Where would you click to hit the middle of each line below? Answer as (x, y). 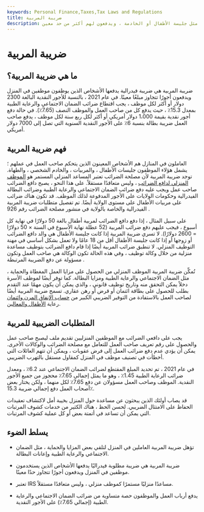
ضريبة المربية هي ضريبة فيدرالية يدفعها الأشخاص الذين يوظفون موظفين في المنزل (100, 91)
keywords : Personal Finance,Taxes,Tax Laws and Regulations (85, 12)
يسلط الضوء (27, 432)
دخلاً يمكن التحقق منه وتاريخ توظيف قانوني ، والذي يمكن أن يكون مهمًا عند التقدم (97, 284)
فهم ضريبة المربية (37, 149)
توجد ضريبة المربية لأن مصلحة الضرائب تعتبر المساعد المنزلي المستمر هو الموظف (100, 176)
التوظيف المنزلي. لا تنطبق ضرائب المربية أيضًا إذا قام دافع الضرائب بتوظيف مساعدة (101, 247)
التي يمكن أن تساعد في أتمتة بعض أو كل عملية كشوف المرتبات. (79, 413)
